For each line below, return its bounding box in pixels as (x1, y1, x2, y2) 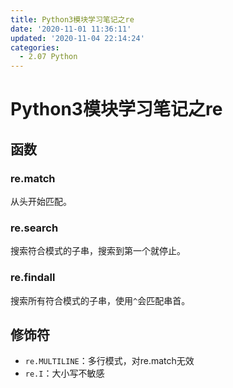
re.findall (10, 271, 56, 285)
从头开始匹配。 (10, 196, 72, 207)
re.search (10, 221, 59, 235)
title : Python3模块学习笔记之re (10, 14, 135, 25)
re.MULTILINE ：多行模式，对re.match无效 (24, 355, 195, 367)
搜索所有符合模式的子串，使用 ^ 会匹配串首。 (10, 294, 191, 306)
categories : (10, 42, 60, 53)
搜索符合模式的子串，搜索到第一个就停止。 (10, 245, 186, 257)
